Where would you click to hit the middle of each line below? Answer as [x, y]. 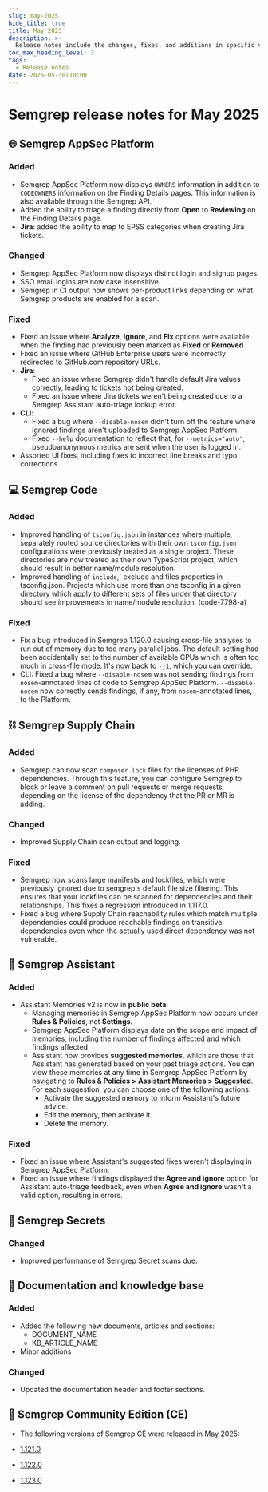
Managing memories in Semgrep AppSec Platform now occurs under [145, 1013]
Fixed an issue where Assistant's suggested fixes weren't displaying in [136, 1161]
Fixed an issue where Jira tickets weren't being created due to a [137, 396]
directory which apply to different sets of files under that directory [128, 593]
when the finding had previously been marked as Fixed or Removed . [132, 345]
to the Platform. [45, 700]
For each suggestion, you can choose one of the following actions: [141, 1089]
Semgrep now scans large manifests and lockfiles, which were [122, 880]
